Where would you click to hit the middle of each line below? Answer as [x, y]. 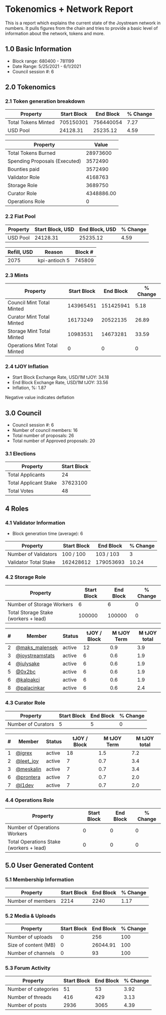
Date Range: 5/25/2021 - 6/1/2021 [47, 66]
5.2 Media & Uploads [30, 916]
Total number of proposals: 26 [43, 436]
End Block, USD [98, 229]
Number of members [32, 901]
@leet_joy [27, 761]
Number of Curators [31, 724]
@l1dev [24, 785]
